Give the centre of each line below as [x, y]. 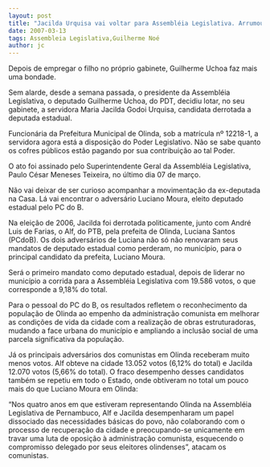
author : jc [27, 46]
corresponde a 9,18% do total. [58, 290]
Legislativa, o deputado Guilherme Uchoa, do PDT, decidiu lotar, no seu [127, 101]
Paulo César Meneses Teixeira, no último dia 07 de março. [104, 175]
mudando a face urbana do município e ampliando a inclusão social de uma [133, 331]
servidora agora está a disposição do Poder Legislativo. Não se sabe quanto [135, 142]
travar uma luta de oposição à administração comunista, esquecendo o [126, 439]
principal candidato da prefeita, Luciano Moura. [87, 257]
